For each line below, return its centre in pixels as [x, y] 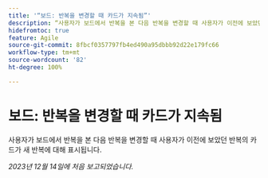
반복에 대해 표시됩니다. [67, 149]
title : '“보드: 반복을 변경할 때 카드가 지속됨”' [80, 15]
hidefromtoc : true [39, 30]
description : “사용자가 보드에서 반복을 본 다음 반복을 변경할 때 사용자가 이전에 [126, 23]
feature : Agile [33, 38]
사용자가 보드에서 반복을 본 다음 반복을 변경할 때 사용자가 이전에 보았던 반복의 [128, 139]
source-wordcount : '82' [48, 60]
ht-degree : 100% [35, 68]
